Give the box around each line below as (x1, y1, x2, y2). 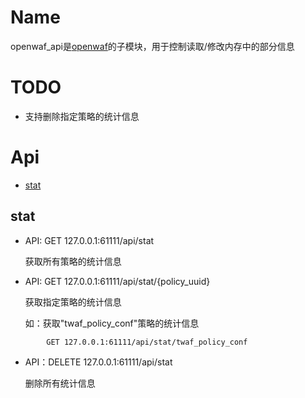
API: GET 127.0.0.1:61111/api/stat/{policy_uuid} (24, 275, 211, 287)
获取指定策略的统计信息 (24, 296, 122, 308)
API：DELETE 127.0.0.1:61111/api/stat (24, 356, 173, 368)
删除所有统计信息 (24, 377, 96, 389)
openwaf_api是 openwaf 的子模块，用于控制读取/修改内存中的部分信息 (10, 40, 295, 52)
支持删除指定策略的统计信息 (24, 110, 140, 122)
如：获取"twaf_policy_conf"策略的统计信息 (24, 317, 200, 329)
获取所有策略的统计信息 (24, 255, 122, 267)
